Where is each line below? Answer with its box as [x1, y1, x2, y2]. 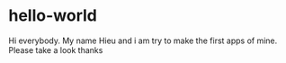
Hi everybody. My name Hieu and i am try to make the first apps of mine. [8, 35, 278, 46]
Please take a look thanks [8, 44, 103, 55]
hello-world [8, 5, 98, 26]
